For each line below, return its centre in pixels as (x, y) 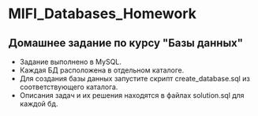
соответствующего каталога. (69, 87)
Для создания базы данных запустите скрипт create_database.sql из (135, 79)
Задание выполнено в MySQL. (71, 62)
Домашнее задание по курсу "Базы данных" (125, 43)
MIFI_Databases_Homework (103, 14)
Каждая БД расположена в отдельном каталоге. (102, 70)
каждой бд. (39, 104)
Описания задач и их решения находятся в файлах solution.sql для (132, 95)
